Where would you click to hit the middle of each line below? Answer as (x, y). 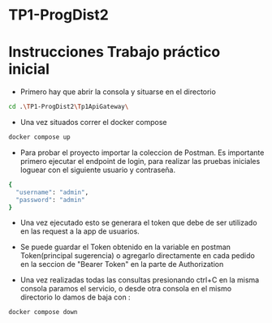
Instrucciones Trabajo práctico (114, 52)
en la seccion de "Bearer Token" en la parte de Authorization (122, 265)
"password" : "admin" (50, 200)
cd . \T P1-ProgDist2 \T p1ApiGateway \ (69, 107)
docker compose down (43, 312)
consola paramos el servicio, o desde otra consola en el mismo (126, 289)
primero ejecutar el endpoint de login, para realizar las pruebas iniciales (140, 161)
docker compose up (39, 137)
